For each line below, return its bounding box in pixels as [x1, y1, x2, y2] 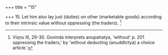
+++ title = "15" [5, 4, 37, 10]
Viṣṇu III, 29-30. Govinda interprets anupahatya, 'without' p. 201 [12, 34, 144, 40]
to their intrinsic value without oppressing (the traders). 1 [5, 19, 121, 26]
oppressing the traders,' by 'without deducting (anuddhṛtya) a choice [12, 39, 155, 45]
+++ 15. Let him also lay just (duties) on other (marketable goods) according [5, 14, 162, 19]
